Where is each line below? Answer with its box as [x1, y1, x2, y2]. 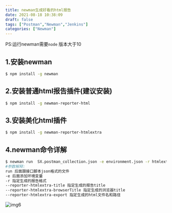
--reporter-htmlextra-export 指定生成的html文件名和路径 [5, 193, 121, 198]
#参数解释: [5, 164, 26, 169]
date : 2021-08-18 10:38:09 [5, 12, 63, 17]
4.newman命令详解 [5, 145, 68, 154]
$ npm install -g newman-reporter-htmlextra [5, 130, 102, 135]
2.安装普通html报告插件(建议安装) [5, 87, 113, 96]
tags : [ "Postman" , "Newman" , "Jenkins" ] [5, 21, 88, 27]
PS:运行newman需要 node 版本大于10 [5, 41, 82, 48]
